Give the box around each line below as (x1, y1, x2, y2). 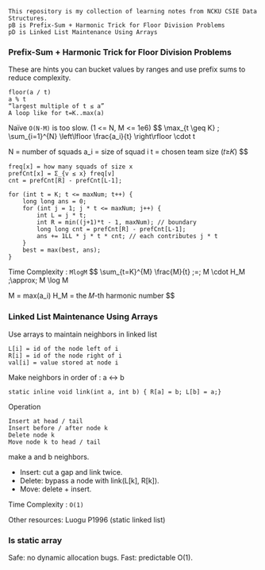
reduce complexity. (8, 73, 71, 83)
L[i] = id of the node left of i (8, 345, 119, 352)
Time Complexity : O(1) (8, 499, 84, 509)
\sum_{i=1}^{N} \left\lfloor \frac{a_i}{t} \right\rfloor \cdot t (8, 132, 196, 141)
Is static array (8, 534, 63, 545)
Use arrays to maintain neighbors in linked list (8, 329, 157, 339)
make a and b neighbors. (8, 452, 90, 461)
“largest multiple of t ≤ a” (8, 102, 105, 110)
